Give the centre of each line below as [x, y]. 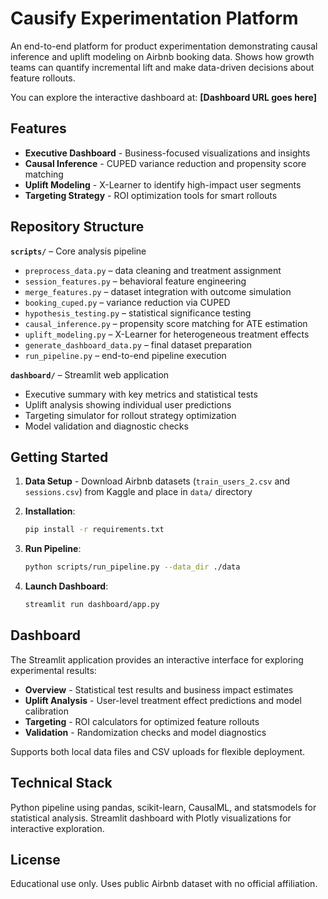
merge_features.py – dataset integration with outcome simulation [158, 291]
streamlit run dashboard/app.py [92, 605]
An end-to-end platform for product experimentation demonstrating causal [164, 46]
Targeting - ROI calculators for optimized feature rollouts [142, 721]
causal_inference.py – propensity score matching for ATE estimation [166, 323]
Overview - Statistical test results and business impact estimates [159, 689]
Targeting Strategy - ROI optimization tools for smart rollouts [151, 195]
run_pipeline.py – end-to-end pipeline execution [125, 355]
